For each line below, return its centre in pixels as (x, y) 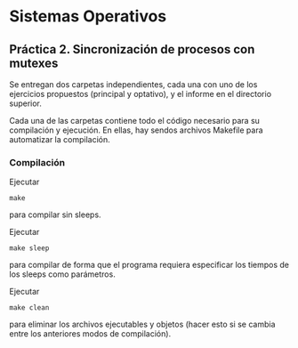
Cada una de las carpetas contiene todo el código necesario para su (135, 121)
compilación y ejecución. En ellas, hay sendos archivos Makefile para (137, 130)
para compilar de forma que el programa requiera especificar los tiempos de (149, 265)
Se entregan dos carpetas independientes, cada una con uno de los (133, 85)
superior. (26, 103)
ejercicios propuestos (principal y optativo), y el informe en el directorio (141, 94)
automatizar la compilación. (60, 139)
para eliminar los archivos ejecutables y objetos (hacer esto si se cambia (142, 324)
